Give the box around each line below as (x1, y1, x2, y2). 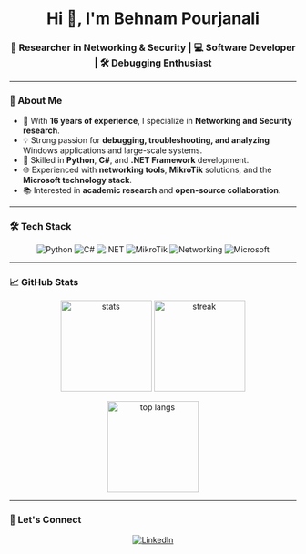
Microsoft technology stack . (22, 174, 132, 185)
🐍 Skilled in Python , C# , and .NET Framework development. (22, 154, 250, 165)
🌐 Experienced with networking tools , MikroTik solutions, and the (22, 164, 272, 175)
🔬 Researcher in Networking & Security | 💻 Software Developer (10, 41, 296, 54)
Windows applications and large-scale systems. (22, 145, 203, 156)
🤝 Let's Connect (9, 514, 82, 527)
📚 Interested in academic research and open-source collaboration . (22, 184, 281, 195)
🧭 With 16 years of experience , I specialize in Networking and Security (22, 115, 293, 126)
